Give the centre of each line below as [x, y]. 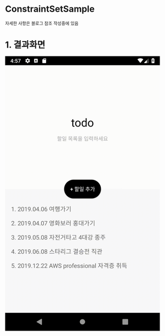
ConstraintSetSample [50, 9]
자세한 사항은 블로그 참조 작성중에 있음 [42, 23]
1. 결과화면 [25, 45]
